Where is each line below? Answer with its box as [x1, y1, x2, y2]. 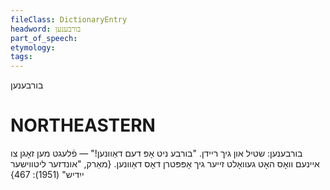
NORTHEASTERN [10, 114, 156, 137]
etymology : [10, 42, 56, 53]
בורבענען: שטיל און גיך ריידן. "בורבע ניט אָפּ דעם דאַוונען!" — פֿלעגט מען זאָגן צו [10, 147, 303, 160]
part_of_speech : [10, 33, 78, 43]
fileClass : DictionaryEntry [10, 14, 128, 25]
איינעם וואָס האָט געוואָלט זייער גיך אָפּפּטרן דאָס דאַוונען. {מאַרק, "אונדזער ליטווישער [10, 158, 320, 170]
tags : [10, 52, 33, 62]
